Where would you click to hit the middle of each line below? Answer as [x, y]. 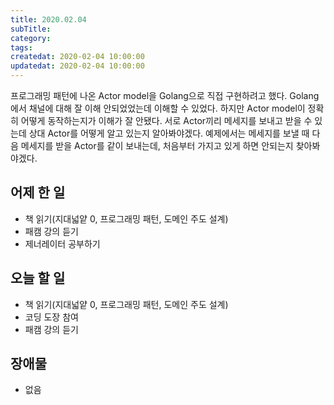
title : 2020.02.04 [48, 19]
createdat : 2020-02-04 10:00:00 [77, 57]
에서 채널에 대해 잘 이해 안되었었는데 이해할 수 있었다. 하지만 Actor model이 [158, 108]
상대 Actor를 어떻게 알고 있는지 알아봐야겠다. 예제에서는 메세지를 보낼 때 [169, 133]
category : [31, 38]
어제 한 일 [38, 192]
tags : [21, 47]
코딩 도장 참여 [51, 317]
